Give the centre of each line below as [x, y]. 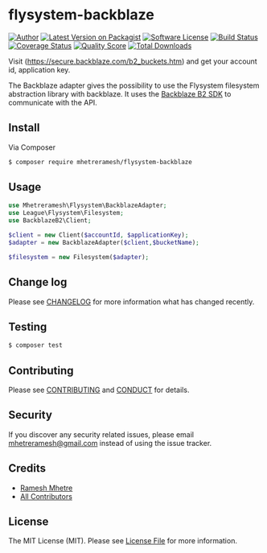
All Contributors [46, 496]
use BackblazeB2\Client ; [50, 221]
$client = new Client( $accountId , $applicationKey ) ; [99, 235]
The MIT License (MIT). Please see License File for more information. [123, 541]
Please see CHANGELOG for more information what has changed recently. [131, 301]
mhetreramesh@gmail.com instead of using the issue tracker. [110, 443]
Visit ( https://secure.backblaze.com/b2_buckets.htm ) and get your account [133, 61]
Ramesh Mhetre [46, 488]
